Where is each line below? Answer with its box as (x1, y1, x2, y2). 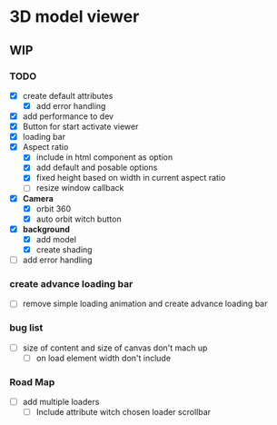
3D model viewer (9, 6, 140, 27)
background (22, 223, 70, 234)
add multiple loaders (22, 397, 100, 408)
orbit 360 (35, 203, 72, 214)
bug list (9, 321, 44, 334)
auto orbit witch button (35, 213, 122, 224)
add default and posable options (35, 162, 158, 173)
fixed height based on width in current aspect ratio (35, 173, 226, 183)
